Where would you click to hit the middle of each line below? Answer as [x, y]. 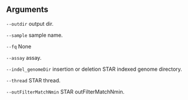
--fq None [19, 46]
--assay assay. [24, 57]
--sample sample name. [34, 35]
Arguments [27, 10]
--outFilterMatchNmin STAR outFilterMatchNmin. [65, 92]
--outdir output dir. [30, 23]
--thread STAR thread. [33, 80]
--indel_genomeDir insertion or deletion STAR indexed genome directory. [94, 69]
